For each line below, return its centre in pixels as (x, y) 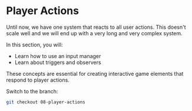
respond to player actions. (38, 80)
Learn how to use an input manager (58, 56)
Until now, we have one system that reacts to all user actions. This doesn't (96, 27)
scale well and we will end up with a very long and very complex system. (94, 33)
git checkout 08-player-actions (46, 102)
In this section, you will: (34, 45)
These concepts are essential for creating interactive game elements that (95, 73)
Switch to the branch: (32, 91)
